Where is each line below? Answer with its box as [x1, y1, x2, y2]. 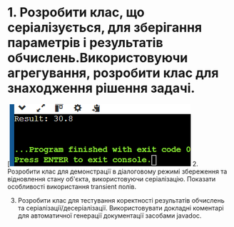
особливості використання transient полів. [7, 182, 137, 191]
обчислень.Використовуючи [7, 50, 188, 66]
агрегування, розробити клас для [7, 65, 219, 81]
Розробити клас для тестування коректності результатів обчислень [17, 196, 225, 204]
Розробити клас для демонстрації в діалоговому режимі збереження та [7, 167, 228, 176]
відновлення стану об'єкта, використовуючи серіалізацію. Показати [7, 174, 216, 183]
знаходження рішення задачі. [7, 80, 195, 96]
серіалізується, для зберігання [7, 19, 203, 36]
